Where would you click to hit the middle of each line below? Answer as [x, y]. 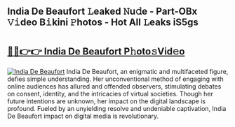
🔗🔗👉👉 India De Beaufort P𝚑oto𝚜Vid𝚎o [96, 51]
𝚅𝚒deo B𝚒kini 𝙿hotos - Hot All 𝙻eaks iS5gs [103, 23]
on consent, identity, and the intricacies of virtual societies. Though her [110, 94]
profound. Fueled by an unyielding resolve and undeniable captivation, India [117, 109]
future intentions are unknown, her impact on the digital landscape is [106, 101]
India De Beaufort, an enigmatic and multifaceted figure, [147, 72]
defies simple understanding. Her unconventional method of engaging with [116, 79]
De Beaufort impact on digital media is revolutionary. [83, 116]
